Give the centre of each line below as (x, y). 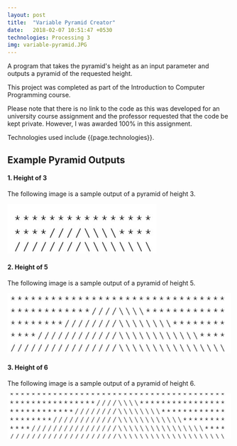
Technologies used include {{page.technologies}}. (81, 138)
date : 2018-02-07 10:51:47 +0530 (60, 30)
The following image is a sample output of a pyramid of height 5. (101, 283)
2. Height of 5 (28, 267)
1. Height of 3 (27, 178)
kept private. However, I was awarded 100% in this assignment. (100, 124)
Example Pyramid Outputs (66, 160)
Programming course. (39, 95)
